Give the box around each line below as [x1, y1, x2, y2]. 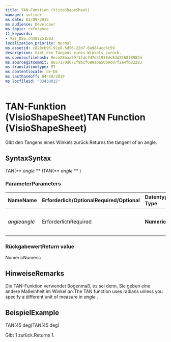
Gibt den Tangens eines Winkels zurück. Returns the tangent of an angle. [5, 139, 157, 145]
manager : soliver [5, 12, 42, 17]
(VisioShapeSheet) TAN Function [5, 111, 146, 123]
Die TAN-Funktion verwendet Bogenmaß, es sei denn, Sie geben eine [5, 283, 151, 289]
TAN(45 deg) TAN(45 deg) [5, 322, 60, 328]
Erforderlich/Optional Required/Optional [42, 197, 140, 204]
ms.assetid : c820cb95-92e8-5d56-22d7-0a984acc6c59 [5, 45, 115, 51]
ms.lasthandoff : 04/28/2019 [5, 74, 65, 79]
